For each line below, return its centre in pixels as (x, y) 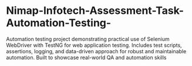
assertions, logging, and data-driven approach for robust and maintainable (96, 51)
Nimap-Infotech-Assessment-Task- (95, 11)
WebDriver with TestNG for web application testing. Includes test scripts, (94, 45)
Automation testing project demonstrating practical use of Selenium (88, 39)
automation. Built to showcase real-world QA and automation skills (86, 57)
